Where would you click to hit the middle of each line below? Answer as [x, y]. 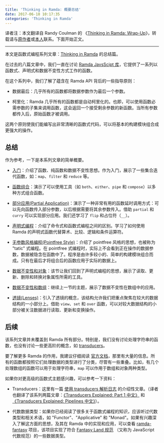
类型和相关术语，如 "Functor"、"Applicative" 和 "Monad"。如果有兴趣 [82, 417]
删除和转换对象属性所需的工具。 [53, 277]
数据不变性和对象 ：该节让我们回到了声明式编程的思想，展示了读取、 [81, 271]
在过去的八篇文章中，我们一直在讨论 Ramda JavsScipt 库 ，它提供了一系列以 [81, 64]
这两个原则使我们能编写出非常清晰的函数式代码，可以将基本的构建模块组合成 [82, 124]
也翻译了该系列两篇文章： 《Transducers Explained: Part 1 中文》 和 [79, 395]
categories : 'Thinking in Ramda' [39, 19]
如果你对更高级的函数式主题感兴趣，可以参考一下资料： [61, 378]
